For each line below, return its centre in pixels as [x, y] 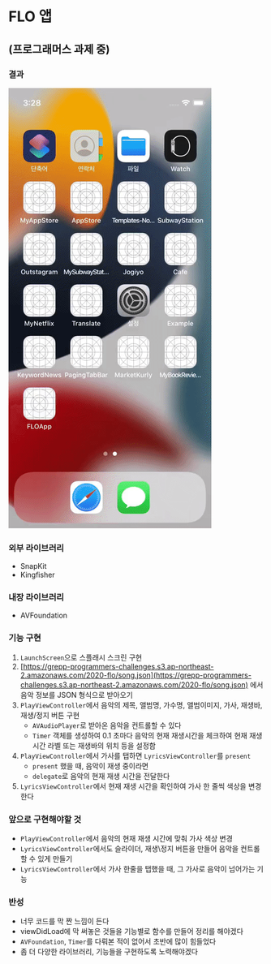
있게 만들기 [55, 859]
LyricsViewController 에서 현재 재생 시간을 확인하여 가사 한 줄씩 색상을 [133, 786]
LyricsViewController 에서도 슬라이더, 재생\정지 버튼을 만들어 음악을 [129, 849]
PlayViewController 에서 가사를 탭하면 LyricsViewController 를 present [135, 755]
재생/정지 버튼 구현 [49, 715]
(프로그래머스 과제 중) [59, 49]
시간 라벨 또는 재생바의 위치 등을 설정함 [94, 745]
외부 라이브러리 [37, 548]
